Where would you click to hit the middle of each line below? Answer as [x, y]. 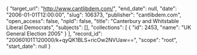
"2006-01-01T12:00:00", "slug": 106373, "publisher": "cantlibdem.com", [94, 15]
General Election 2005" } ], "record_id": [54, 34]
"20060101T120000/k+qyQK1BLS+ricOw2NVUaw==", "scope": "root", [92, 40]
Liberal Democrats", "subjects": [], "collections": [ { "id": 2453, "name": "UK [99, 27]
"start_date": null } [28, 46]
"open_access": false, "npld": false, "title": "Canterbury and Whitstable [93, 21]
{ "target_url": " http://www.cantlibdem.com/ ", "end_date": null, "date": [91, 9]
